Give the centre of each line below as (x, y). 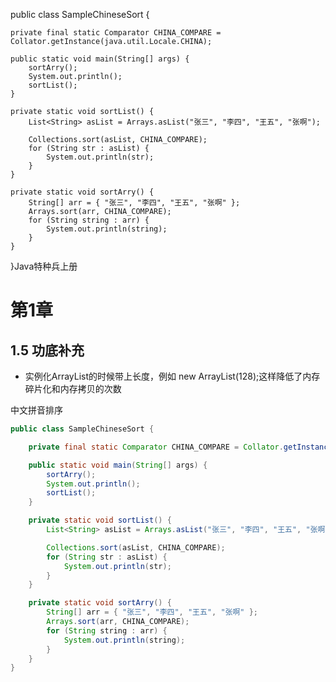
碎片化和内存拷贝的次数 (73, 388)
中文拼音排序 (36, 410)
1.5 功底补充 (47, 350)
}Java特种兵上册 (44, 266)
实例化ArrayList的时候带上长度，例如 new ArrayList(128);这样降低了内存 (172, 376)
